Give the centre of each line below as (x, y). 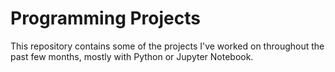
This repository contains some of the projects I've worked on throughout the (167, 46)
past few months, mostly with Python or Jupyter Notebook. (132, 56)
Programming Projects (105, 18)
